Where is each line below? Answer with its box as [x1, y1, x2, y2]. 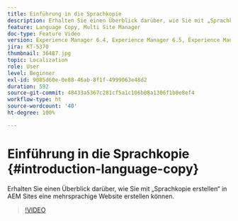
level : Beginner [7, 69, 55, 76]
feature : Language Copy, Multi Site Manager [7, 23, 141, 30]
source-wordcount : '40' [7, 103, 78, 110]
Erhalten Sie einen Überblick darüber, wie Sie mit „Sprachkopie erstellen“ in [7, 184, 227, 193]
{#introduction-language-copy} [7, 161, 200, 177]
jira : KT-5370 [7, 43, 50, 50]
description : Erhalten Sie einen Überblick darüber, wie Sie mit [7, 17, 204, 24]
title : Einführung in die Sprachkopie [7, 10, 122, 18]
